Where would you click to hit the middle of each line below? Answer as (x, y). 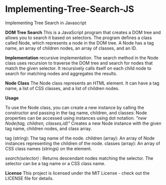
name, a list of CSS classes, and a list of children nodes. (62, 88)
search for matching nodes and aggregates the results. (61, 73)
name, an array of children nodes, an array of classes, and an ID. (71, 48)
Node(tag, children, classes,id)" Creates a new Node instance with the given (83, 123)
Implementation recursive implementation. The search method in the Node (82, 57)
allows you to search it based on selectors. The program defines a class (79, 38)
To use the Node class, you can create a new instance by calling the (75, 107)
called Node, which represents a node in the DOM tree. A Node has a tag (80, 43)
